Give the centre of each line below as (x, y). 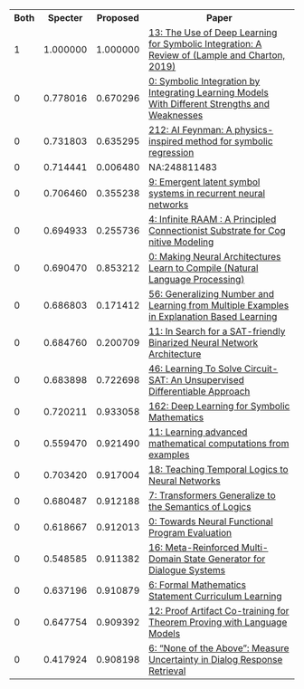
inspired (166, 141)
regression (171, 153)
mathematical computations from (219, 443)
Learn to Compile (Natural (204, 268)
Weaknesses (176, 115)
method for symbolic (229, 141)
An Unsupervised (207, 380)
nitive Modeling (181, 242)
